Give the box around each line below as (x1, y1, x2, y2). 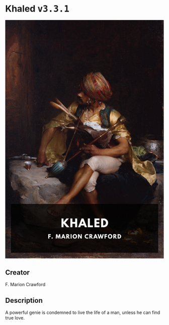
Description (5, 296, 43, 305)
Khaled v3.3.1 (5, 3, 69, 15)
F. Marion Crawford (5, 282, 46, 288)
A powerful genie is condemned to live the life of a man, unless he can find (5, 309, 160, 315)
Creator (5, 268, 30, 277)
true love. (5, 315, 25, 321)
